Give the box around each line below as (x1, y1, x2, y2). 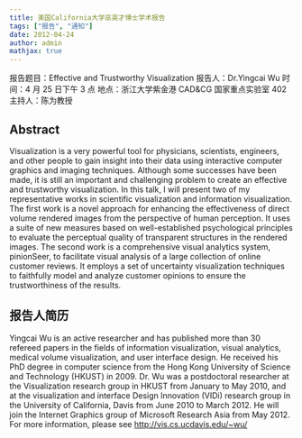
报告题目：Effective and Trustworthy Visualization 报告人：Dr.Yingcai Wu (9, 73, 281, 84)
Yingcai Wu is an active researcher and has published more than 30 (9, 333, 261, 343)
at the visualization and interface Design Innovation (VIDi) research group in (9, 389, 291, 401)
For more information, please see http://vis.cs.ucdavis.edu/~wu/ (9, 418, 248, 429)
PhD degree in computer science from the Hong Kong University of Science (9, 361, 291, 372)
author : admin (9, 38, 63, 48)
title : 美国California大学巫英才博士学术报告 (9, 13, 166, 23)
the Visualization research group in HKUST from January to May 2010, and (9, 380, 287, 391)
